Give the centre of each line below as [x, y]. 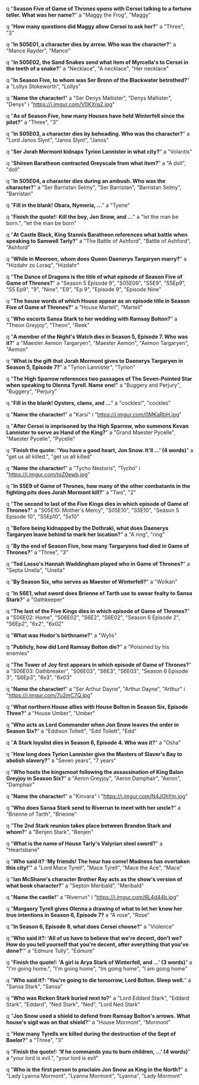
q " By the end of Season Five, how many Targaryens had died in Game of [98, 546]
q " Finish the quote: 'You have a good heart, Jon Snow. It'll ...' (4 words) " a [100, 450]
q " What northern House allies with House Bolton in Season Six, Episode [97, 707]
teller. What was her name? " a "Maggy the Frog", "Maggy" [79, 15]
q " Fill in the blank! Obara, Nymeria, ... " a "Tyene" [68, 205]
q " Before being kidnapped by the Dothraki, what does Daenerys [87, 528]
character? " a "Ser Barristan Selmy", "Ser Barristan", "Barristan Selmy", [94, 187]
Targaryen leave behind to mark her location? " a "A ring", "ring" [86, 534]
